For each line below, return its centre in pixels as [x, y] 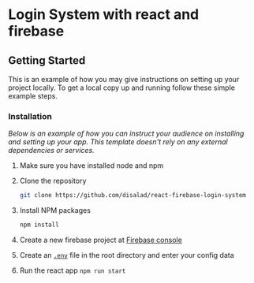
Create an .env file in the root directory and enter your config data [127, 255]
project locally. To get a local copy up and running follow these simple [121, 88]
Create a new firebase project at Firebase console [101, 240]
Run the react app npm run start [73, 270]
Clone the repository [53, 181]
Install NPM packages [55, 210]
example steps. [33, 96]
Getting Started [47, 60]
